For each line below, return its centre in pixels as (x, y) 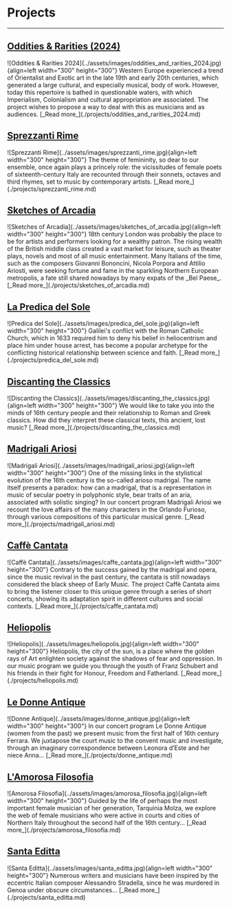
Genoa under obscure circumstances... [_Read (73, 890)
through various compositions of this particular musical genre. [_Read (106, 516)
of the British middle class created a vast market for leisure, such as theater (114, 249)
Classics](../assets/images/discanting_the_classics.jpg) (132, 398)
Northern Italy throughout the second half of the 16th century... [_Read (107, 823)
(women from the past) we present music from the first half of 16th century (113, 733)
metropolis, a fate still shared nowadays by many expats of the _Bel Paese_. (114, 278)
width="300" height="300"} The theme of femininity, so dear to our (103, 159)
